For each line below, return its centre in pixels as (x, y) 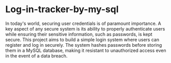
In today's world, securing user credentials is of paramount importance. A (83, 23)
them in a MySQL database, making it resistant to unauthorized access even (86, 50)
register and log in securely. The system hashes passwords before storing (84, 45)
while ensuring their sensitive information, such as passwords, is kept (79, 34)
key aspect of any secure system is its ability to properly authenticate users (85, 28)
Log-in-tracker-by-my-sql (62, 9)
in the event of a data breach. (36, 56)
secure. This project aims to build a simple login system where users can (82, 40)
